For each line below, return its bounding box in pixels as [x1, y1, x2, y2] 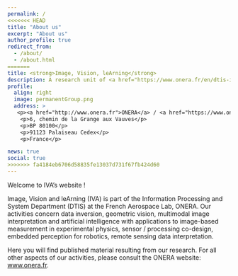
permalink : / [7, 10, 46, 18]
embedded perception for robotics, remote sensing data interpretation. [7, 231, 214, 241]
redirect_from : [7, 43, 52, 50]
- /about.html [13, 57, 55, 64]
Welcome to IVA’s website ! [7, 180, 86, 189]
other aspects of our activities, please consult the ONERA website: [7, 253, 202, 262]
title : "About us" [7, 23, 62, 30]
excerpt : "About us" [7, 30, 69, 38]
